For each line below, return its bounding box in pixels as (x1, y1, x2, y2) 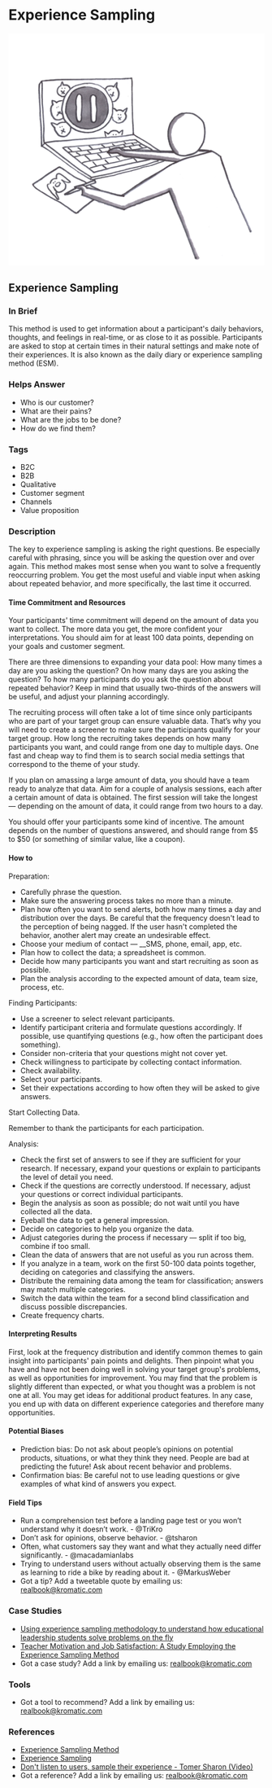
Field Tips (8, 1497, 43, 1507)
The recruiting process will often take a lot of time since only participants (8, 708, 253, 717)
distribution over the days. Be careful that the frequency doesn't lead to (19, 913, 260, 922)
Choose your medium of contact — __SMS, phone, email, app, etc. (19, 939, 242, 949)
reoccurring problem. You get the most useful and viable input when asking (8, 570, 261, 580)
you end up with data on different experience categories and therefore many (8, 1399, 265, 1409)
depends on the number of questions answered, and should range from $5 (8, 826, 258, 835)
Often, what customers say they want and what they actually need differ (19, 1541, 261, 1552)
